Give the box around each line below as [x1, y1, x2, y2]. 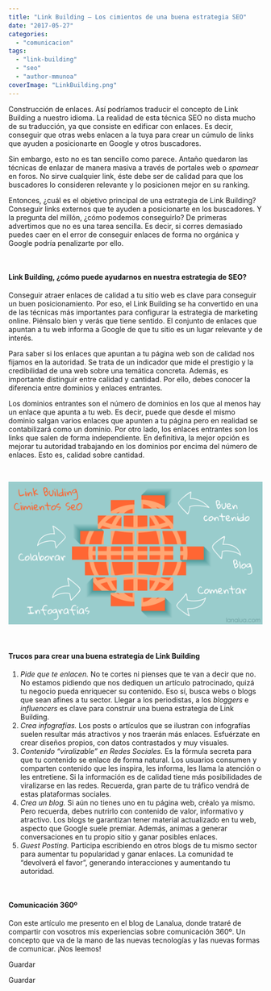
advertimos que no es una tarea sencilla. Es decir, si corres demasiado [8, 221, 244, 231]
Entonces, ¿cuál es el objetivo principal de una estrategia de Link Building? [8, 195, 256, 205]
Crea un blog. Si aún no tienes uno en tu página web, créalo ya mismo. [19, 797, 256, 807]
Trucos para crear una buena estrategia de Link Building [8, 651, 200, 660]
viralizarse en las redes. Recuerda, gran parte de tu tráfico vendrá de [19, 781, 250, 790]
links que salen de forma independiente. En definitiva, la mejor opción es [8, 432, 250, 443]
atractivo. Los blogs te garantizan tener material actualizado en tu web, [19, 814, 256, 824]
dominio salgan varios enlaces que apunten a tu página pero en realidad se [8, 415, 258, 425]
